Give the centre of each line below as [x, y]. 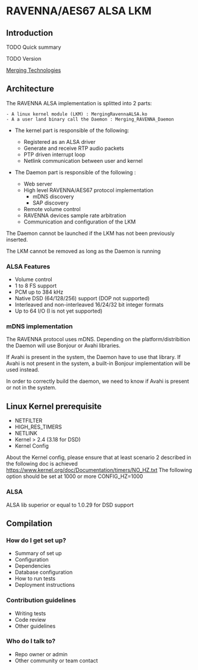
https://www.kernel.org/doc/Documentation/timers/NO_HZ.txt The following [99, 470]
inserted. [17, 240]
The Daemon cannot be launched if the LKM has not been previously [90, 233]
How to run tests [35, 578]
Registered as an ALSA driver [60, 141]
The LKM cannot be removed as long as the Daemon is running [84, 251]
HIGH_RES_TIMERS [38, 427]
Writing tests [30, 613]
